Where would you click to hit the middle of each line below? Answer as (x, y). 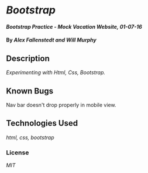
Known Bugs (30, 91)
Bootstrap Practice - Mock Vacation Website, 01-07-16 (74, 26)
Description (28, 58)
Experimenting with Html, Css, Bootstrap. (56, 72)
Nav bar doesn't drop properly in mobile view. (61, 105)
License (18, 153)
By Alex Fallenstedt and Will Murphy (51, 40)
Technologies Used (42, 123)
